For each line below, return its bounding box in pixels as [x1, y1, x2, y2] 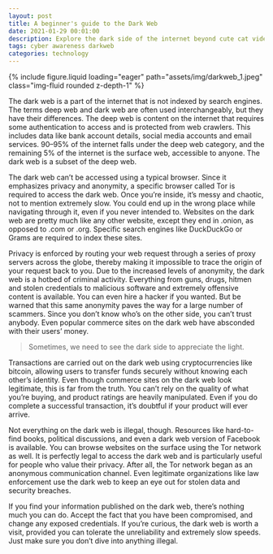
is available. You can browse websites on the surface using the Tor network [8, 443, 262, 452]
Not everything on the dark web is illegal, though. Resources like [8, 426, 224, 435]
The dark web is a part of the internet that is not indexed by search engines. [8, 97, 262, 106]
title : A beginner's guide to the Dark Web [8, 19, 158, 28]
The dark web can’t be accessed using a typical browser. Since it [8, 172, 227, 182]
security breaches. [8, 486, 71, 496]
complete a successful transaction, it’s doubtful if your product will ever [8, 401, 248, 410]
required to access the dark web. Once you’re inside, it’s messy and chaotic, [8, 190, 264, 199]
